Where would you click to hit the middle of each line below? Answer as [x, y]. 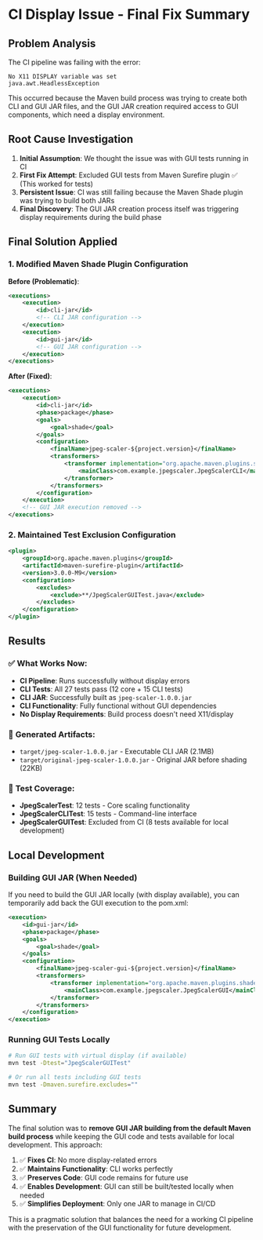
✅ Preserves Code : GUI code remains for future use [104, 1177]
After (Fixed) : [30, 376]
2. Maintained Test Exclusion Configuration [92, 534]
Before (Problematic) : [44, 281]
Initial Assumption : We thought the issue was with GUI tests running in [134, 158]
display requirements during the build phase [90, 217]
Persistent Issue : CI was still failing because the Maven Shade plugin [131, 192]
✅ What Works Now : [48, 663]
